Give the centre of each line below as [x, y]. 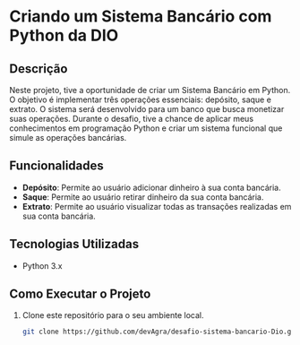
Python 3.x [42, 265]
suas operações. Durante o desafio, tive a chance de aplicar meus [131, 119]
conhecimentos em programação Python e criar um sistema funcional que [146, 128]
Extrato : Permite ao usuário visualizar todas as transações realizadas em [157, 206]
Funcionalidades [57, 166]
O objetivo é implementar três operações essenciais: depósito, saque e [140, 99]
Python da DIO [64, 35]
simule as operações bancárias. [68, 138]
